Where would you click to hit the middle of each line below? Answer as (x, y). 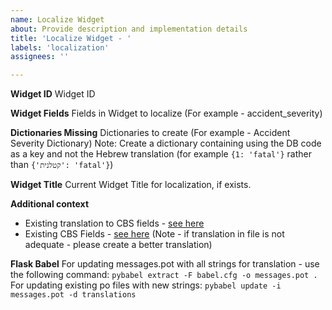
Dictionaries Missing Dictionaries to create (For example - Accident (150, 133)
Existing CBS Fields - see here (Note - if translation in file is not (154, 234)
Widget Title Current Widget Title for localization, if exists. (131, 185)
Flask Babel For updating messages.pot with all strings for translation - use (165, 264)
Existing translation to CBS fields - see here (114, 223)
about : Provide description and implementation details (129, 29)
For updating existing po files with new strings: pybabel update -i (146, 285)
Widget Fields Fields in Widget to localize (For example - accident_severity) (166, 113)
